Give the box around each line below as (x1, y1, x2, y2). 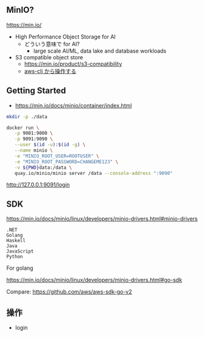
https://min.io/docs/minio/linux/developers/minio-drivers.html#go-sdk (6, 276, 183, 284)
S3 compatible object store (15, 53, 83, 61)
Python (6, 254, 23, 260)
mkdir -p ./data (6, 113, 47, 120)
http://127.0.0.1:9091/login (6, 181, 70, 188)
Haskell (6, 238, 26, 244)
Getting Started (6, 86, 66, 96)
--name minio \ (14, 147, 53, 154)
